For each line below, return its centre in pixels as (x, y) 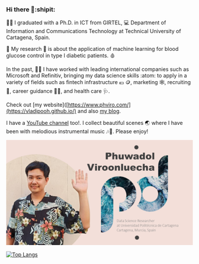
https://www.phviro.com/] (99, 105)
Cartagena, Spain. (28, 37)
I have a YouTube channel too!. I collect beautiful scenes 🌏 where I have (95, 123)
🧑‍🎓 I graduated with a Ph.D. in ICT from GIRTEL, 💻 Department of (86, 22)
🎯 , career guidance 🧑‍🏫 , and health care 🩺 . (58, 91)
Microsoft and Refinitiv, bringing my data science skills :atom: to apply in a (97, 76)
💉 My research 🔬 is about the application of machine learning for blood (92, 49)
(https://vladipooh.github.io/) (41, 111)
